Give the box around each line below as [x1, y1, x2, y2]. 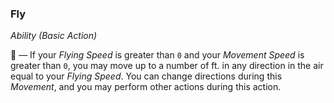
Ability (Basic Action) [10, 30, 98, 42]
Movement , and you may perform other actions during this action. [10, 81, 282, 93]
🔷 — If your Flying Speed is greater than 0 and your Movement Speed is [10, 49, 305, 61]
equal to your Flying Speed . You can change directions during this [10, 70, 283, 82]
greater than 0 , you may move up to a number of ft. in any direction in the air [10, 60, 324, 72]
